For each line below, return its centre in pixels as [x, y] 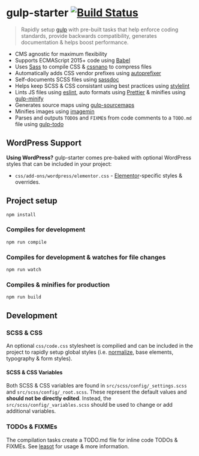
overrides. [28, 182]
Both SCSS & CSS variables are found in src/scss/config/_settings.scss [97, 386]
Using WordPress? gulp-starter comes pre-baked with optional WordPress [99, 157]
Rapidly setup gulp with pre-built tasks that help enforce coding [99, 29]
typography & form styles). [39, 359]
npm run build [24, 297]
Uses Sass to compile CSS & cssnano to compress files [83, 67]
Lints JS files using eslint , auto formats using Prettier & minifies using [100, 92]
